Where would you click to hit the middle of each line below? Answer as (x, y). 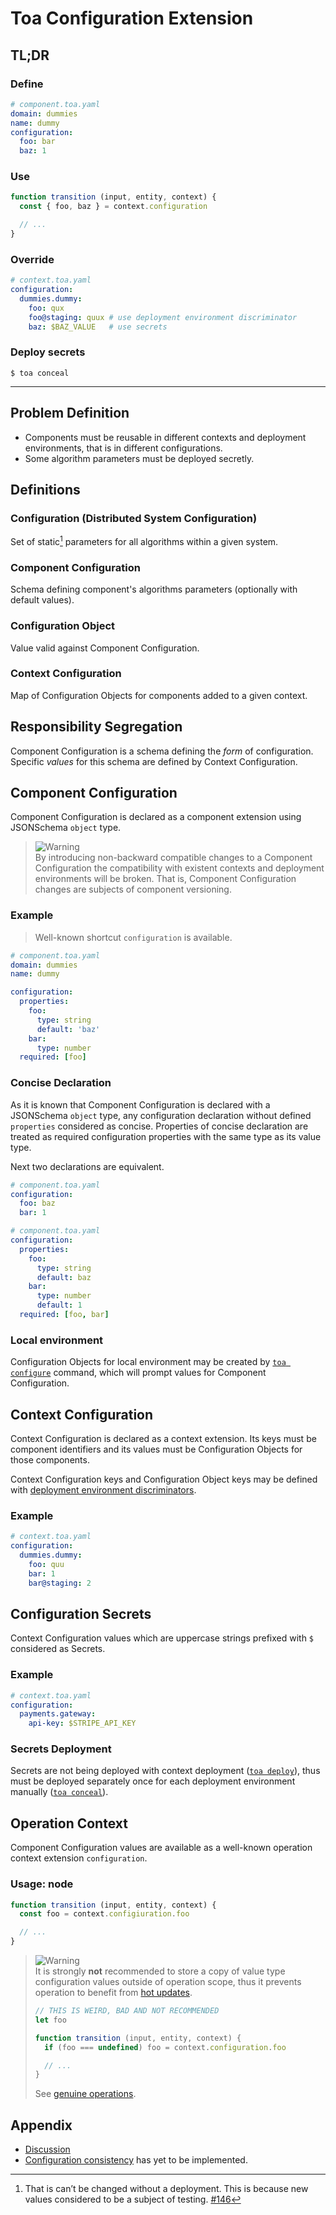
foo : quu (46, 1564)
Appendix (41, 2125)
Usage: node (42, 1884)
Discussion (47, 2149)
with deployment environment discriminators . (103, 1490)
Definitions (45, 489)
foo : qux (46, 308)
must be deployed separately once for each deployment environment (153, 1781)
